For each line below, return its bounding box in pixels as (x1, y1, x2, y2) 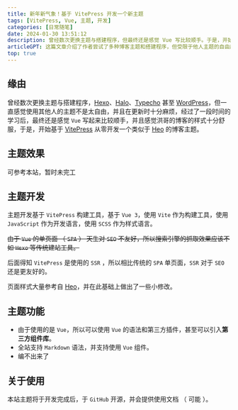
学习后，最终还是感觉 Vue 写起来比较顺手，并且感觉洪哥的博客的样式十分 (7, 116, 220, 124)
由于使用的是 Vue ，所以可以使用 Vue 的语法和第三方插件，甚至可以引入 (17, 326, 222, 334)
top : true (7, 50, 37, 57)
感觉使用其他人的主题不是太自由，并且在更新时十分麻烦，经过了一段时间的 (13, 107, 231, 116)
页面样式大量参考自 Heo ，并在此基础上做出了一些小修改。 (7, 282, 176, 291)
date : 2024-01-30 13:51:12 (7, 30, 87, 38)
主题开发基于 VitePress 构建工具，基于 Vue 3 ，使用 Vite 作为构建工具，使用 (7, 211, 229, 219)
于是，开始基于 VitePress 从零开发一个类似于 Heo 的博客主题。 (19, 125, 203, 133)
